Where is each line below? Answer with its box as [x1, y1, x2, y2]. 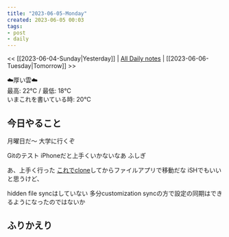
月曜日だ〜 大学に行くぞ [7, 137, 75, 145]
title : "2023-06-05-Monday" [7, 10, 88, 17]
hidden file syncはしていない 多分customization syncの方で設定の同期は [7, 189, 211, 197]
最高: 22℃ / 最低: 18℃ [7, 87, 72, 95]
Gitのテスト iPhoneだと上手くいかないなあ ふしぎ [7, 151, 146, 159]
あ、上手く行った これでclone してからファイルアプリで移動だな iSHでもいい [7, 166, 221, 174]
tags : [7, 23, 23, 30]
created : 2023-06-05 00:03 [7, 16, 84, 23]
